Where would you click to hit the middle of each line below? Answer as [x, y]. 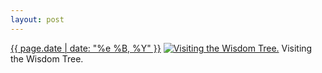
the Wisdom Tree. [47, 58]
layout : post [37, 19]
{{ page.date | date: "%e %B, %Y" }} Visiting [161, 48]
